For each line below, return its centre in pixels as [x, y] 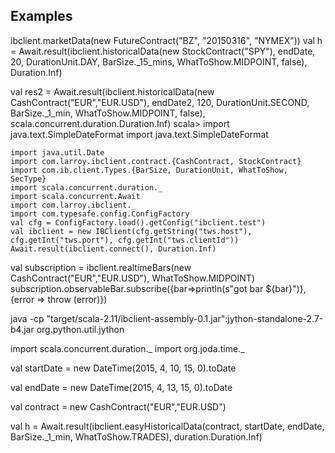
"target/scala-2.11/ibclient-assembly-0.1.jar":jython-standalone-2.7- [185, 318]
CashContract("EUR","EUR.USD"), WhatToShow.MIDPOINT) [133, 278]
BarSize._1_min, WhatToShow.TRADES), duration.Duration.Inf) [136, 436]
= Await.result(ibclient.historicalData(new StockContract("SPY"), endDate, [163, 51]
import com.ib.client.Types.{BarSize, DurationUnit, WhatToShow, [149, 170]
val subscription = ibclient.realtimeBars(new [101, 267]
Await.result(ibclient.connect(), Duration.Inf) [113, 249]
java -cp [27, 318]
